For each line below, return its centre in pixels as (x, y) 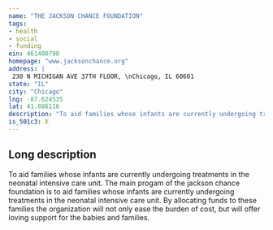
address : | (27, 69)
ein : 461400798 (34, 54)
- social (23, 39)
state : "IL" (28, 84)
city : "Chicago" (36, 91)
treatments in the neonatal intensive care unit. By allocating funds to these (133, 200)
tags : (17, 24)
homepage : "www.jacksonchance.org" (69, 62)
